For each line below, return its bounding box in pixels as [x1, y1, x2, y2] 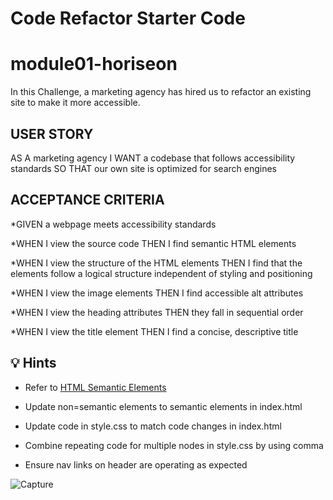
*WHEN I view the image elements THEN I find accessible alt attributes [10, 287, 304, 299]
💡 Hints [10, 355, 57, 372]
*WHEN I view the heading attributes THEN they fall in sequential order [10, 306, 304, 318]
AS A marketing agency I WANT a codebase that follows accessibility [10, 152, 296, 164]
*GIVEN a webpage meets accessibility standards [10, 218, 217, 230]
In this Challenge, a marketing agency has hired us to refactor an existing [10, 86, 312, 98]
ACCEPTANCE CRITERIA [10, 192, 165, 209]
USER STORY [10, 125, 94, 142]
